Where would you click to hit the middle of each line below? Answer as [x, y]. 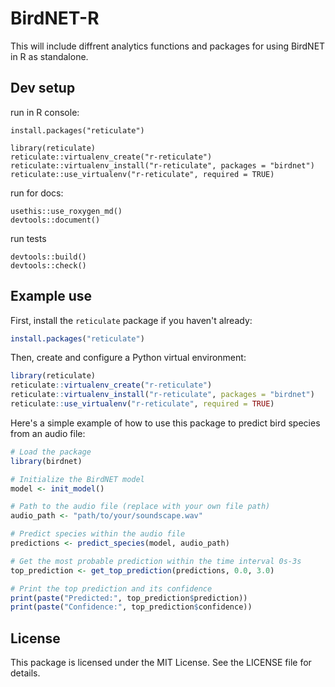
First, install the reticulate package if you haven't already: [131, 320]
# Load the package [51, 452]
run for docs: [37, 193]
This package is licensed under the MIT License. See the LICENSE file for [161, 663]
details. [25, 673]
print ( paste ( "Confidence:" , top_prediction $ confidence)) [131, 607]
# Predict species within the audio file [98, 534]
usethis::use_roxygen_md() [66, 211]
